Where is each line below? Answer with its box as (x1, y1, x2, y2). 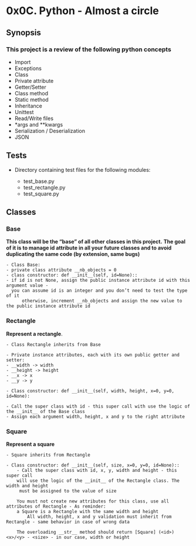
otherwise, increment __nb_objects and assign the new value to (21, 298, 183, 304)
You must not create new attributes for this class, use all (16, 498, 169, 504)
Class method (14, 89, 49, 96)
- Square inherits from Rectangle (6, 452, 91, 458)
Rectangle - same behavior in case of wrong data (6, 519, 130, 525)
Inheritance (14, 102, 43, 109)
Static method (14, 96, 49, 103)
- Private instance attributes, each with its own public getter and (6, 352, 180, 358)
